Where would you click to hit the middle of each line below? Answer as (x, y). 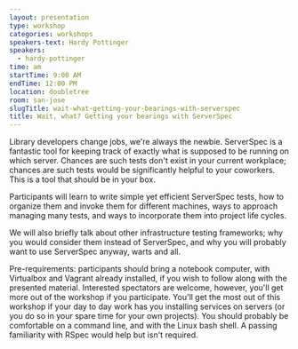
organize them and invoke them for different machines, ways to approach (144, 206)
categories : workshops (51, 34)
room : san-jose (37, 100)
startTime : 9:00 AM (45, 75)
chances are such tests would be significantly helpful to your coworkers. (142, 171)
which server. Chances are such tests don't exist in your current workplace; (148, 161)
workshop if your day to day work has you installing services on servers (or (147, 306)
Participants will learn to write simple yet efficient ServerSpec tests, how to (147, 197)
